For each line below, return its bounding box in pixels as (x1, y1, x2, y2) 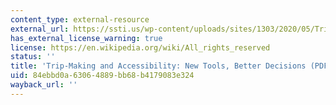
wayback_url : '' (10, 80, 78, 90)
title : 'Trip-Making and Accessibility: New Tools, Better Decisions (10, 61, 307, 71)
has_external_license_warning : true (10, 33, 163, 43)
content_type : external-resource (10, 14, 150, 25)
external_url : (10, 24, 70, 34)
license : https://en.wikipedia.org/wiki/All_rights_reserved (10, 42, 271, 53)
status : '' (10, 52, 56, 62)
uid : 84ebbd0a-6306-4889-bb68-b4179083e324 (10, 71, 195, 81)
